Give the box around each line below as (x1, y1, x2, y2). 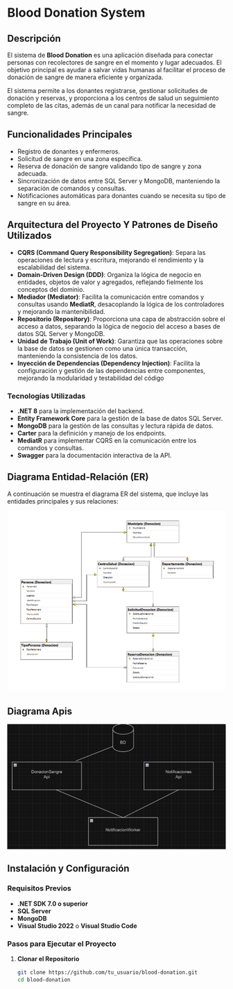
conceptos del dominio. (17, 285, 85, 293)
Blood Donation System (7, 5, 146, 21)
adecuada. (17, 169, 48, 178)
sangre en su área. (17, 199, 71, 207)
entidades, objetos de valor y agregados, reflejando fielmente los (17, 278, 203, 286)
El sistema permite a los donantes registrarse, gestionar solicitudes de (7, 87, 208, 94)
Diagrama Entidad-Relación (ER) (7, 471, 149, 483)
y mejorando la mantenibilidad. (17, 307, 105, 315)
